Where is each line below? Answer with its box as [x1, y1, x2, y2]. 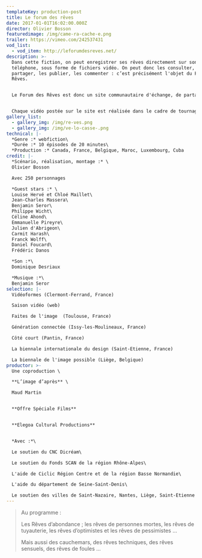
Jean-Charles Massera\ [11, 197, 69, 203]
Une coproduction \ [11, 368, 61, 374]
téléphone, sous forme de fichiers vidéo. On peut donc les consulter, [11, 64, 195, 71]
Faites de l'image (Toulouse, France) [11, 314, 112, 320]
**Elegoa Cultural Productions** [11, 422, 96, 428]
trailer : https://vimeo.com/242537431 [6, 37, 103, 43]
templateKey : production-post [6, 8, 82, 15]
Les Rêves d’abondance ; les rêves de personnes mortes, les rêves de [20, 521, 194, 527]
